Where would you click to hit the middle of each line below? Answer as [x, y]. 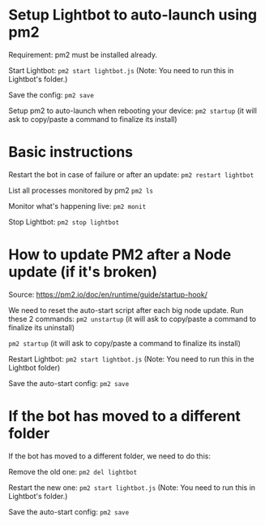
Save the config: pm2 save [51, 94]
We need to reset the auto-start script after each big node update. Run [126, 310]
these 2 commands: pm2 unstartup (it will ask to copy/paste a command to [132, 319]
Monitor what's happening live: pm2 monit [77, 206]
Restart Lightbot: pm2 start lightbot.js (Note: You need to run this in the [131, 358]
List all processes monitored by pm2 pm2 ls [81, 190]
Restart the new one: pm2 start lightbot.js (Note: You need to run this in [132, 487]
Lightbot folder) [34, 367]
